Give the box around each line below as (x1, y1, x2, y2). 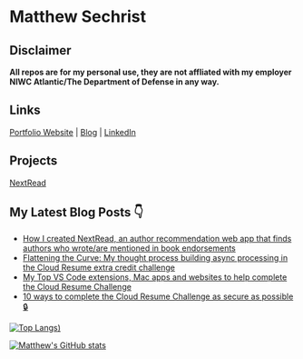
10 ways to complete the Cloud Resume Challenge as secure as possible (22, 291, 294, 302)
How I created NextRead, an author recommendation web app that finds (22, 234, 292, 244)
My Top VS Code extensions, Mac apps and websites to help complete (22, 272, 288, 283)
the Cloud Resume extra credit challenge (22, 262, 175, 274)
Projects (9, 153, 58, 169)
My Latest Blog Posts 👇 (9, 204, 143, 220)
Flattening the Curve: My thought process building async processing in (22, 253, 288, 264)
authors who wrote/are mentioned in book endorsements (22, 243, 236, 254)
